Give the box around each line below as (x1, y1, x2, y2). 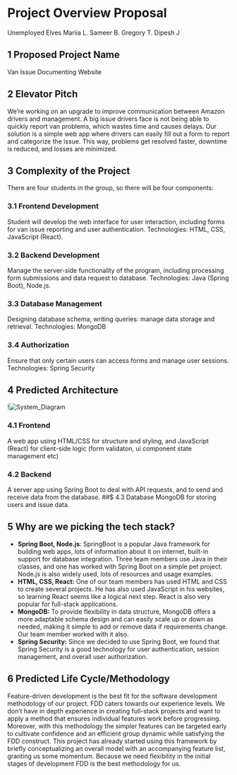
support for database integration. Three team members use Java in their (17, 554, 228, 563)
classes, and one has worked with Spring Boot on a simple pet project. (17, 562, 223, 571)
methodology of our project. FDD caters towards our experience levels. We (7, 699, 226, 708)
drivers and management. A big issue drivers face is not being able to (7, 115, 209, 123)
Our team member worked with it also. (17, 629, 129, 638)
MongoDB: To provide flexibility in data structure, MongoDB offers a (17, 607, 217, 616)
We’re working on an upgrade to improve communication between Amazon (7, 107, 225, 115)
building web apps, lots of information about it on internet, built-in (17, 547, 209, 556)
